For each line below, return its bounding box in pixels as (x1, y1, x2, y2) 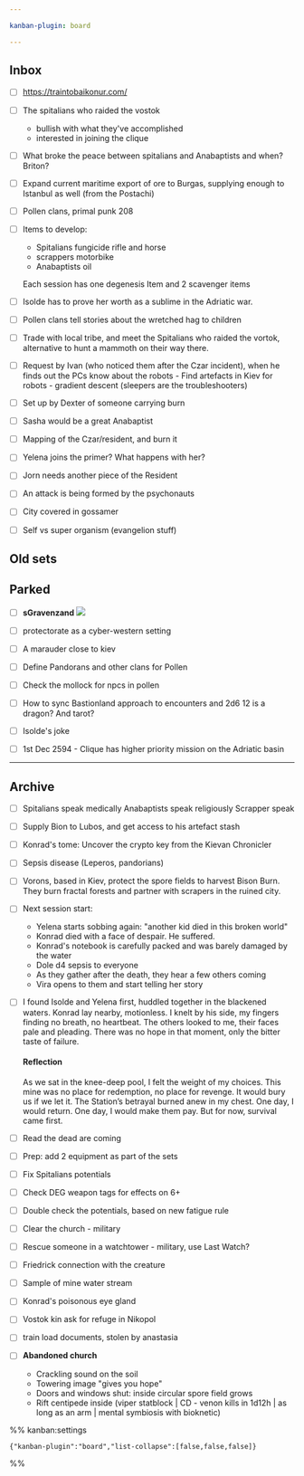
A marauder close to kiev (22, 643, 116, 654)
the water (35, 950, 72, 961)
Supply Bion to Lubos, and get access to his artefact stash (22, 821, 241, 833)
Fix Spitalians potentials (22, 1168, 111, 1179)
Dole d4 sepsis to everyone (35, 960, 138, 971)
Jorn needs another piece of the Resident (22, 470, 178, 481)
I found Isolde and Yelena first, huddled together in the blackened (22, 996, 267, 1007)
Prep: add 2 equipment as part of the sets (22, 1150, 178, 1161)
